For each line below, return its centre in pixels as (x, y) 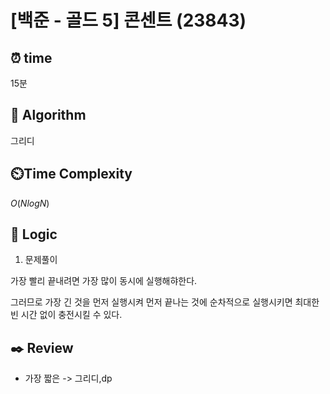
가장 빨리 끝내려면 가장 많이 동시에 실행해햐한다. (104, 281)
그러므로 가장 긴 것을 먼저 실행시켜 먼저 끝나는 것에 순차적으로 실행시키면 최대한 (165, 302)
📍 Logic (34, 234)
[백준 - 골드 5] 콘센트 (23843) (128, 20)
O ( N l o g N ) (30, 203)
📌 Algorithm (48, 115)
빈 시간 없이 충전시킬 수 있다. (66, 315)
